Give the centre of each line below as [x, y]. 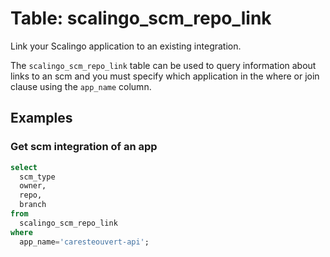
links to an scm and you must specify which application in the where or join [165, 76]
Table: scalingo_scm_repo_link [141, 18]
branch [33, 205]
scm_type [37, 177]
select [24, 167]
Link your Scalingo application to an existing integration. [126, 46]
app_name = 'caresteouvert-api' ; [84, 242]
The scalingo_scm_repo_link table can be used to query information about [163, 65]
